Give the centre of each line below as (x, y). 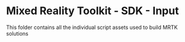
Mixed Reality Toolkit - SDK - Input (92, 11)
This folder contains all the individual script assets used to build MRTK (92, 27)
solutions (17, 33)
